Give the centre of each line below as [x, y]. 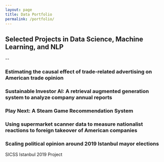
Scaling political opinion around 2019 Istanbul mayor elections [82, 144]
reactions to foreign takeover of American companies [71, 130]
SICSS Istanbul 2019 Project [34, 155]
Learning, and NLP [34, 47]
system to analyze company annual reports [59, 97]
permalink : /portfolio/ [30, 19]
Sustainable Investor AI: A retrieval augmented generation [77, 91]
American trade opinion [34, 78]
